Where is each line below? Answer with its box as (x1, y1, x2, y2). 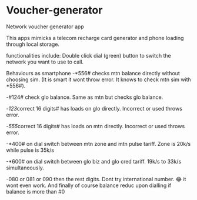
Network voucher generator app (6, 23, 84, 30)
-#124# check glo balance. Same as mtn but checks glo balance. (6, 94, 163, 101)
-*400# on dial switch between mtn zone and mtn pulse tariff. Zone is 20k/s (6, 140, 191, 147)
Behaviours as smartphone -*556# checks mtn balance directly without (6, 69, 181, 76)
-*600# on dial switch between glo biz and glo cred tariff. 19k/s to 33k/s (6, 158, 182, 165)
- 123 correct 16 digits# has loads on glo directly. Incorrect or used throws (6, 105, 182, 112)
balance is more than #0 (6, 188, 65, 195)
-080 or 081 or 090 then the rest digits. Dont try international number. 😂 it (6, 175, 186, 182)
